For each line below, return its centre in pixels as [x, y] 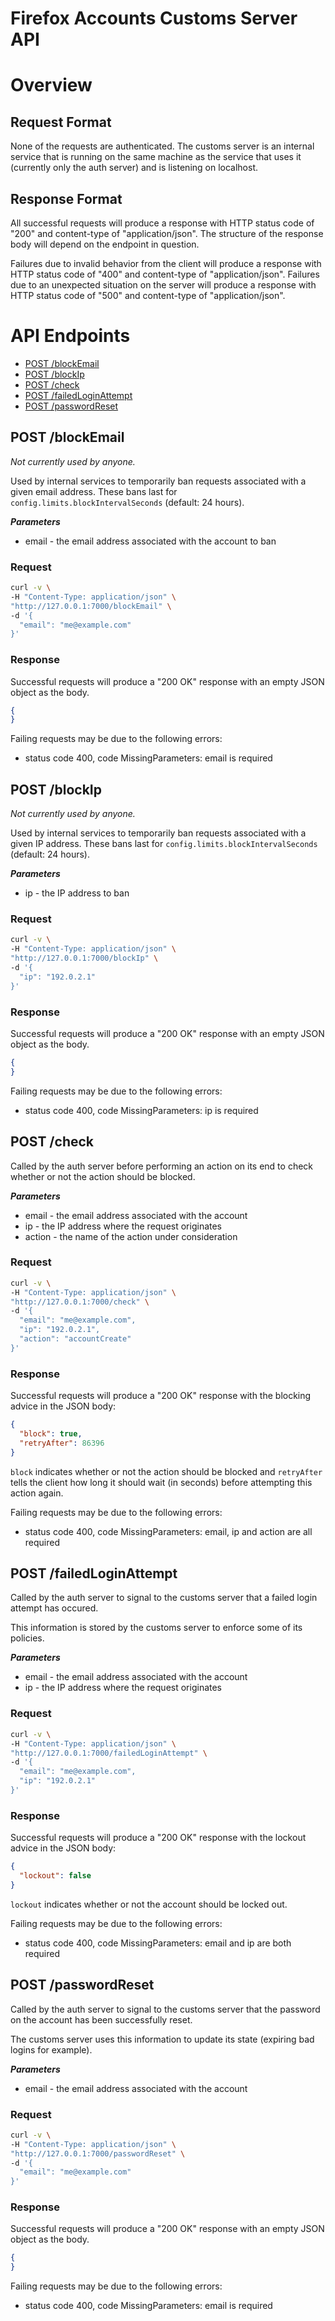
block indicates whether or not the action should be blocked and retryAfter [166, 1471]
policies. [27, 1638]
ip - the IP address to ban [77, 893]
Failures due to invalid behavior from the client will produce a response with [166, 263]
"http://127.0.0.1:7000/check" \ [80, 1302]
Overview [51, 85]
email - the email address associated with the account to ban [150, 541]
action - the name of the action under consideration [131, 1236]
